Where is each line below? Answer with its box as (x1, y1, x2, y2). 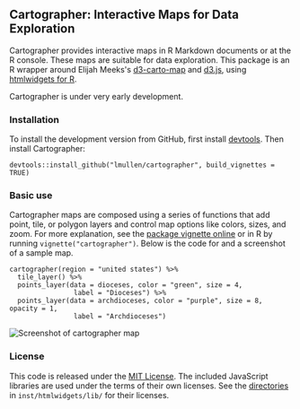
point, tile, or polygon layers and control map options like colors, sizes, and (9, 219, 287, 230)
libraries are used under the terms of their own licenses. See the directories (9, 380, 289, 391)
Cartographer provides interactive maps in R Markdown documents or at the (9, 45, 292, 56)
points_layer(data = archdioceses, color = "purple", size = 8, (17, 296, 263, 306)
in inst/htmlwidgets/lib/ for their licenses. (9, 389, 170, 400)
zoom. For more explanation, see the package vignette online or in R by (9, 229, 273, 239)
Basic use (9, 189, 53, 202)
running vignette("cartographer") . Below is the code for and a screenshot (9, 238, 286, 249)
